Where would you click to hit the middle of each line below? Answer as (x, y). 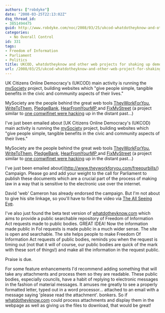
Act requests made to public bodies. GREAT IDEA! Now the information (77, 224)
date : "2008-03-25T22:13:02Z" (36, 14)
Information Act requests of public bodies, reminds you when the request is (82, 239)
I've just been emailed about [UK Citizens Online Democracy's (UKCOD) (78, 123)
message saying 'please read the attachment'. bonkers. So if (66, 295)
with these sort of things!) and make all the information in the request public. (82, 250)
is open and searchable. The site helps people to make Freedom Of (73, 234)
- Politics (16, 60)
